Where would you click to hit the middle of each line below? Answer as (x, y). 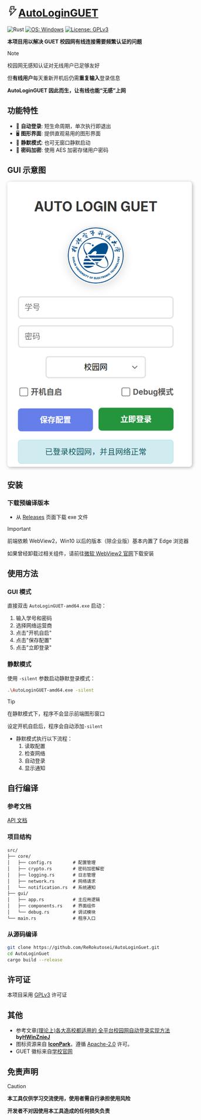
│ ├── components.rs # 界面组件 (52, 906)
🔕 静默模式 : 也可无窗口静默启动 (53, 142)
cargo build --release (35, 960)
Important (19, 529)
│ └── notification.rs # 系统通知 (52, 887)
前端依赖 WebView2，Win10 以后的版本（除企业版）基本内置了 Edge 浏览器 (98, 541)
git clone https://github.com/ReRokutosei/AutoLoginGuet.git (84, 947)
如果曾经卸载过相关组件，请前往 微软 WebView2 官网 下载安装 (81, 553)
